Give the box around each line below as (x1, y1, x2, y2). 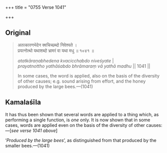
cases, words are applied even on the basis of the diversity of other (5, 122, 145, 128)
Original (5, 29, 31, 37)
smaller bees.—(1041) (5, 142, 50, 148)
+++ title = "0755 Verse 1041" (5, 5, 66, 10)
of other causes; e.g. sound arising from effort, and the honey (17, 78, 146, 84)
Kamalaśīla (5, 98, 41, 107)
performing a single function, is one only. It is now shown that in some (5, 117, 150, 123)
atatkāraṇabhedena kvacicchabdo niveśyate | (17, 57, 114, 63)
